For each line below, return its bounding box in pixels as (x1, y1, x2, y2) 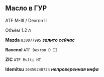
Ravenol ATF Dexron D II (5, 46, 58, 52)
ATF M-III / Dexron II (5, 17, 47, 23)
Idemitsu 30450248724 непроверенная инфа (5, 66, 99, 72)
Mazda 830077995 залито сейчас (5, 37, 75, 43)
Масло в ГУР (5, 4, 47, 13)
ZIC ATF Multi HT (5, 56, 41, 62)
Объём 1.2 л (5, 27, 31, 33)
